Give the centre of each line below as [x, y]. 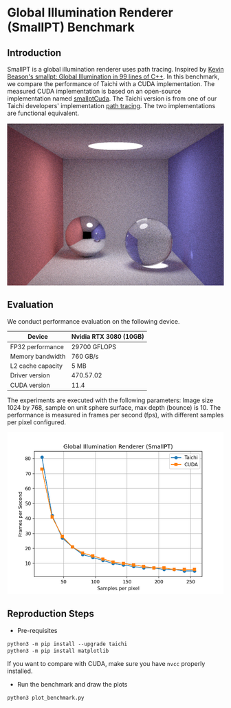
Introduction [34, 53]
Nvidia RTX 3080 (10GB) [108, 337]
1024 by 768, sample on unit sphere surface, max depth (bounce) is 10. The [114, 408]
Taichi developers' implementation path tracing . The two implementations [111, 106]
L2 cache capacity [36, 366]
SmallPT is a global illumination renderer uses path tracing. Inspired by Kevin [115, 69]
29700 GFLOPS [94, 346]
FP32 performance [37, 346]
